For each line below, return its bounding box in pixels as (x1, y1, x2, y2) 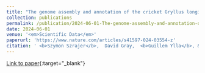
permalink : (6, 20, 34, 26)
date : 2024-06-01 (6, 26, 51, 32)
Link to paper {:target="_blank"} (6, 59, 85, 67)
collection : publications (6, 15, 72, 21)
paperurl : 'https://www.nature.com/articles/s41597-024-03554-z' (6, 37, 176, 43)
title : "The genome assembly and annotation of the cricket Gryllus (6, 9, 184, 15)
